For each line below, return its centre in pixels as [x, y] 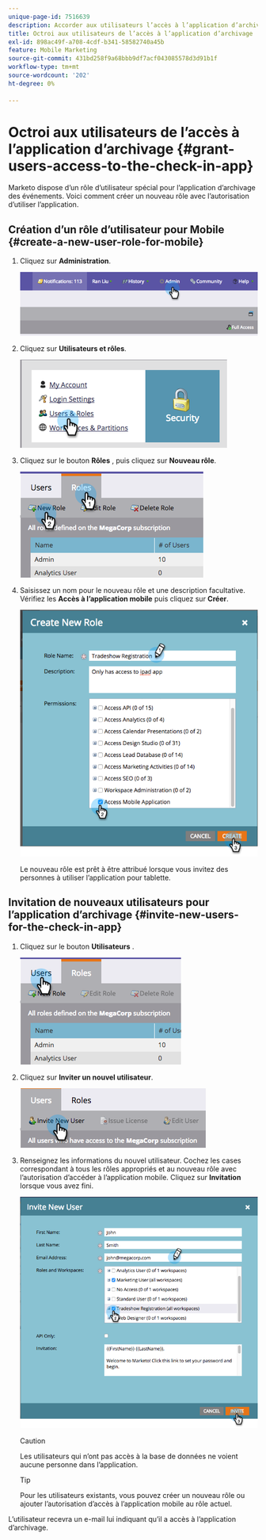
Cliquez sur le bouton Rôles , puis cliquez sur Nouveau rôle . [118, 460]
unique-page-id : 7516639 [49, 17]
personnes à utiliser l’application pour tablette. [95, 877]
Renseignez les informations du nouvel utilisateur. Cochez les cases [130, 1160]
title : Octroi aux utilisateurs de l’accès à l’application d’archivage [131, 33]
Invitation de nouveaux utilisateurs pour [109, 902]
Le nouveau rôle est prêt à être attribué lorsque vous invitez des [124, 869]
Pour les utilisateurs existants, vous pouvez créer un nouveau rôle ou [132, 1496]
